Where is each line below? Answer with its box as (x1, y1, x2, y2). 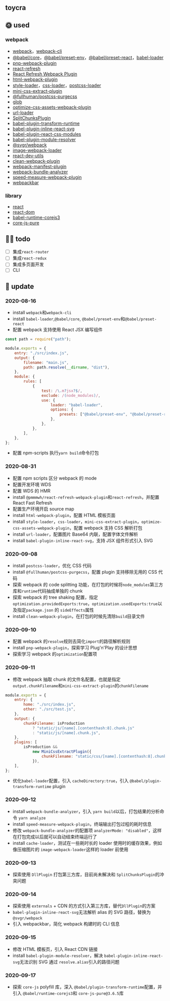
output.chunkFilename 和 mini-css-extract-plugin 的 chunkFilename (12, 682, 149, 688)
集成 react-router (12, 249, 49, 255)
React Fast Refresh (12, 500, 52, 506)
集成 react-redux (12, 255, 47, 261)
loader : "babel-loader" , (50, 402, 103, 407)
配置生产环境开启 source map (12, 506, 74, 512)
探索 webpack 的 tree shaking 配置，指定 (12, 594, 99, 600)
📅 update (5, 282, 34, 290)
